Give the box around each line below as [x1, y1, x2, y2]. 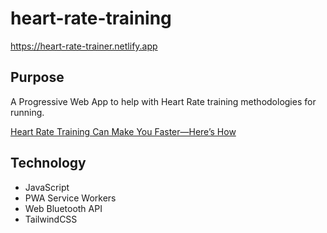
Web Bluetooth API [24, 202, 103, 214]
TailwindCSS [24, 213, 78, 225]
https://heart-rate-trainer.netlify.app [10, 40, 158, 52]
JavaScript [24, 181, 70, 193]
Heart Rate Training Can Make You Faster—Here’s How [10, 125, 237, 137]
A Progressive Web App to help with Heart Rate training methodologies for [10, 95, 317, 107]
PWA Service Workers [24, 192, 117, 204]
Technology [10, 155, 87, 172]
